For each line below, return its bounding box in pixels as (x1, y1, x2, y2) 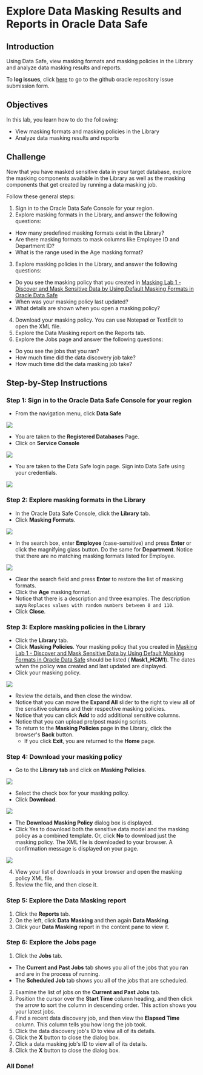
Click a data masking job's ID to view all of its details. (15, 1040, 148, 1047)
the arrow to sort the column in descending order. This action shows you (15, 1001, 197, 1009)
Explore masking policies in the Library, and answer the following (15, 260, 178, 268)
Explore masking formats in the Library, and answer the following (15, 211, 178, 218)
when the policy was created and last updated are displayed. (15, 662, 167, 669)
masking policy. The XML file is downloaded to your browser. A (15, 838, 173, 846)
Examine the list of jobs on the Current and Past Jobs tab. (15, 988, 161, 995)
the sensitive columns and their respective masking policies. (15, 705, 166, 712)
